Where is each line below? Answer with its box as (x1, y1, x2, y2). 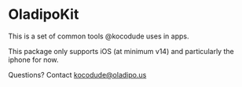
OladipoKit (8, 5, 79, 24)
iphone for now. (8, 55, 59, 64)
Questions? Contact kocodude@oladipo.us (8, 70, 147, 79)
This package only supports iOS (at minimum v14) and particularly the (8, 46, 234, 56)
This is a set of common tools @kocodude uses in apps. (8, 31, 189, 41)
